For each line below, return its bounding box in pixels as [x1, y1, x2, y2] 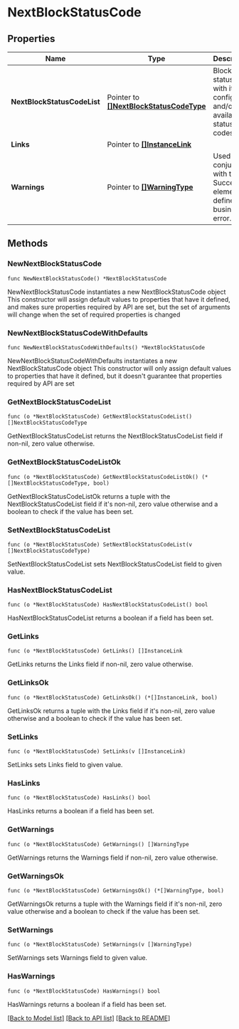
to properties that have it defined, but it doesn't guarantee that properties [7, 371, 223, 380]
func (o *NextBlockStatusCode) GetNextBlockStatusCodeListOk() [7, 473, 199, 480]
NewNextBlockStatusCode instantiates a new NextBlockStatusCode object [7, 287, 226, 296]
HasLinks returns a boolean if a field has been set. [7, 807, 154, 816]
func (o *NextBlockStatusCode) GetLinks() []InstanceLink [7, 648, 183, 655]
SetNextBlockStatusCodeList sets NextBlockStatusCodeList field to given [7, 559, 223, 568]
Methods [7, 238, 48, 250]
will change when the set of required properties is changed [7, 310, 181, 319]
